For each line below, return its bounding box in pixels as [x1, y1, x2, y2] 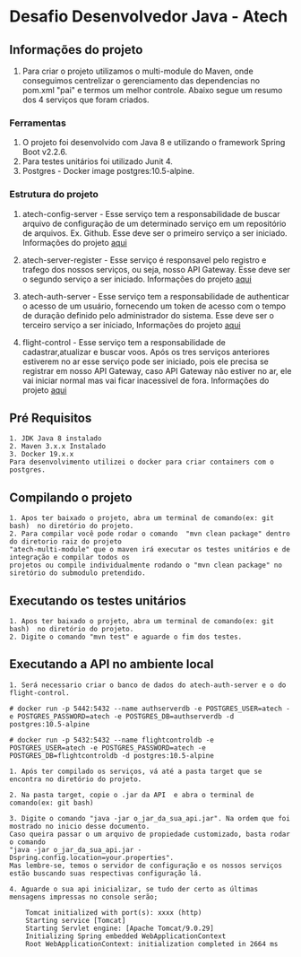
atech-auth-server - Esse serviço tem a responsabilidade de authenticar [21, 291, 289, 301]
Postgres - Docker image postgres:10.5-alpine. [21, 166, 195, 177]
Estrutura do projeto [9, 188, 99, 201]
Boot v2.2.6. [21, 146, 68, 158]
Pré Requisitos [9, 410, 92, 425]
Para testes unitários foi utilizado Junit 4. [21, 156, 173, 167]
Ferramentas [9, 117, 67, 129]
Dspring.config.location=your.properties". [9, 853, 175, 862]
